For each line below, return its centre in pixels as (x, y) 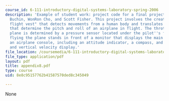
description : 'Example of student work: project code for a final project (85, 15)
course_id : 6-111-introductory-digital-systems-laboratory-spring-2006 (82, 10)
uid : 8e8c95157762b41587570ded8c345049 (47, 75)
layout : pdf (18, 61)
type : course (19, 71)
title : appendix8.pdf (28, 66)
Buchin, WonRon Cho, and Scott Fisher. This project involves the (81, 19)
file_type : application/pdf (35, 57)
